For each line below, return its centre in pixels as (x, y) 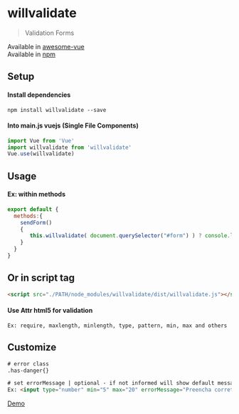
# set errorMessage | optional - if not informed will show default (111, 383)
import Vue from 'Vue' (41, 140)
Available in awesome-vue (46, 46)
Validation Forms (49, 33)
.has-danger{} (28, 371)
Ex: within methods (37, 195)
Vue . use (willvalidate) (41, 154)
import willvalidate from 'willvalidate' (70, 148)
